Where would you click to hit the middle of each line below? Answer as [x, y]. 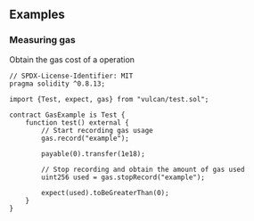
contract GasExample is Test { [67, 115]
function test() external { [77, 123]
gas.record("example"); [85, 138]
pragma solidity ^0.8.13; [57, 84]
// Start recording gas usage [97, 130]
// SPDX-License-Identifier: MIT [71, 76]
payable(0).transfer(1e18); [93, 154]
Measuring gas [42, 40]
